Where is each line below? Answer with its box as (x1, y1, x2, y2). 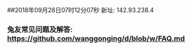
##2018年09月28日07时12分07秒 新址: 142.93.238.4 (7, 6, 154, 14)
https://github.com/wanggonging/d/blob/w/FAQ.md (7, 34, 185, 43)
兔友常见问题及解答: (7, 25, 73, 34)
